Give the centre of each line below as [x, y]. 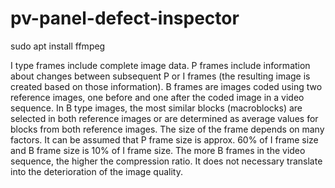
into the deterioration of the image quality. [96, 171]
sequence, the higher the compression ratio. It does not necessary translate [166, 161]
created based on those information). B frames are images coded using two [166, 86]
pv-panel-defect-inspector [125, 18]
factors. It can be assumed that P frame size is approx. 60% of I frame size [164, 139]
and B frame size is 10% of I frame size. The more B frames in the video [158, 150]
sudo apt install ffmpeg [58, 46]
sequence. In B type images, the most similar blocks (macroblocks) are [156, 108]
